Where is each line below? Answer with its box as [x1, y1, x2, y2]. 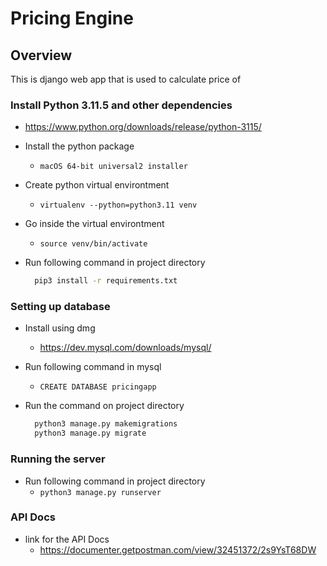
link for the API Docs [24, 533, 110, 545]
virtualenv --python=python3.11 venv [39, 200, 198, 211]
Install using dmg [24, 322, 96, 334]
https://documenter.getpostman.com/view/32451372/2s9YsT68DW [39, 543, 317, 556]
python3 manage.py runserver [39, 487, 162, 497]
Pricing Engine [10, 7, 134, 30]
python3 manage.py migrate [34, 428, 147, 439]
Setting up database [10, 300, 111, 314]
